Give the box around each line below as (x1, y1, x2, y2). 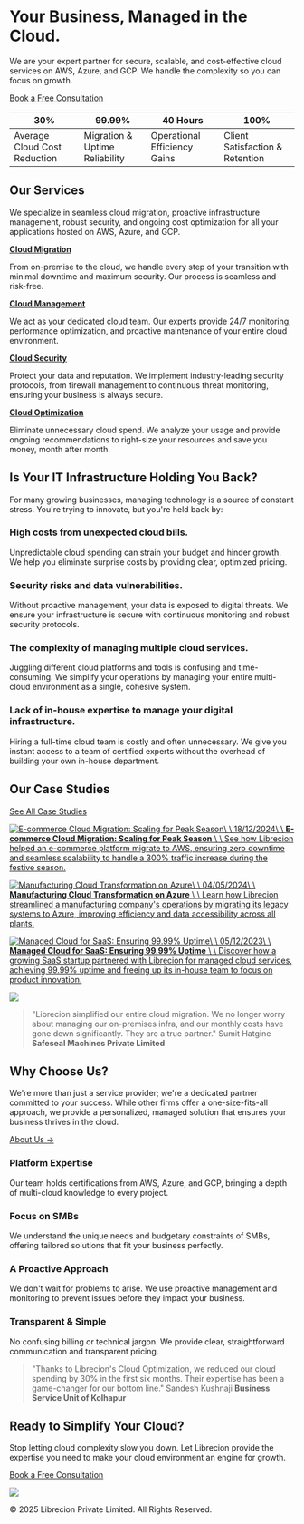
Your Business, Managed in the (9, 6, 248, 27)
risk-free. (9, 280, 44, 291)
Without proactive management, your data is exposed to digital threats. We (9, 600, 289, 611)
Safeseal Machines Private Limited (31, 1037, 166, 1048)
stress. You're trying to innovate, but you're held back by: (9, 503, 223, 514)
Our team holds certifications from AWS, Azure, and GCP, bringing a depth (9, 1177, 288, 1189)
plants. (9, 917, 34, 928)
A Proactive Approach (9, 1262, 109, 1275)
